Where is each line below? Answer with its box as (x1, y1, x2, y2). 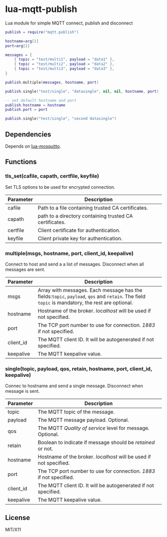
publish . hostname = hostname (5, 102, 66, 108)
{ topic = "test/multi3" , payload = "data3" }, (14, 66, 114, 71)
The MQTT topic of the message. (37, 408, 115, 415)
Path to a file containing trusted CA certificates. (37, 204, 148, 211)
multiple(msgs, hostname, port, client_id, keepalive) (5, 250, 134, 257)
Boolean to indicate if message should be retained (37, 439, 155, 446)
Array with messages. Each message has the (37, 286, 143, 293)
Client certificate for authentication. (37, 227, 121, 234)
